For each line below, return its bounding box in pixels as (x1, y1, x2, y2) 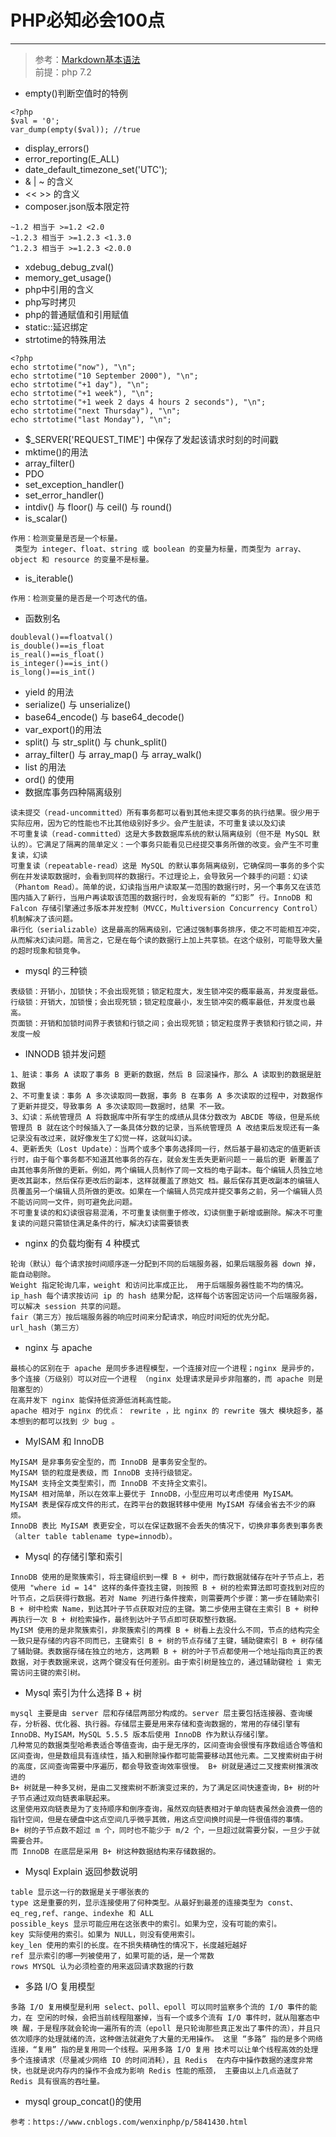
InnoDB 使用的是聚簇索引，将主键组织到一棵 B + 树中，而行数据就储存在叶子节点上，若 (10, 1572, 325, 1582)
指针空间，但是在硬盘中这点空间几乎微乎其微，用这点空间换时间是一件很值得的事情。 (10, 1814, 308, 1825)
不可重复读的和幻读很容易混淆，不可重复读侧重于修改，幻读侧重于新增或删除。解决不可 (10, 1207, 316, 1218)
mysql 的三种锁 (24, 964, 88, 976)
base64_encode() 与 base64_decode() (24, 711, 185, 723)
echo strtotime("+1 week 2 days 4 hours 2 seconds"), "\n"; (10, 397, 267, 407)
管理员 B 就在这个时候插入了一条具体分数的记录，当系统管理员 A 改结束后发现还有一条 (10, 1122, 320, 1133)
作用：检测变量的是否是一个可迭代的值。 (10, 593, 152, 603)
